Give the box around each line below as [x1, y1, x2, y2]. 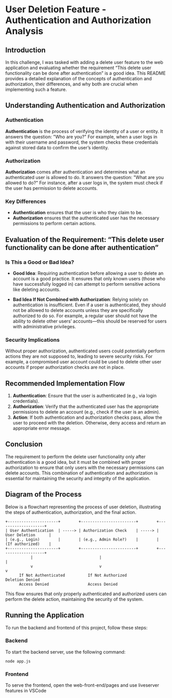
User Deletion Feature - [5, 4, 106, 15]
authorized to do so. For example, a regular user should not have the [12, 312, 158, 319]
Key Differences [5, 198, 46, 205]
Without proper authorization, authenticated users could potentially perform [5, 348, 165, 354]
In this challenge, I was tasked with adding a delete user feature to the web [5, 59, 164, 65]
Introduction [5, 46, 46, 54]
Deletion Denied [5, 577, 40, 582]
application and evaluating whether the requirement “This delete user [5, 65, 152, 71]
